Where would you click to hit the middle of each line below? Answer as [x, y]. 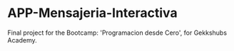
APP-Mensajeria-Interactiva [92, 13]
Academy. [22, 40]
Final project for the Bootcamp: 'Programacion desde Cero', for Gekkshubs [117, 33]
